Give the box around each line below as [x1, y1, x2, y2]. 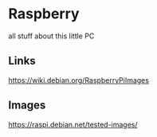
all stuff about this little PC [8, 31, 95, 41]
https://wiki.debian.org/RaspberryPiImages [8, 75, 150, 84]
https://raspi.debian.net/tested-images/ [8, 119, 138, 129]
